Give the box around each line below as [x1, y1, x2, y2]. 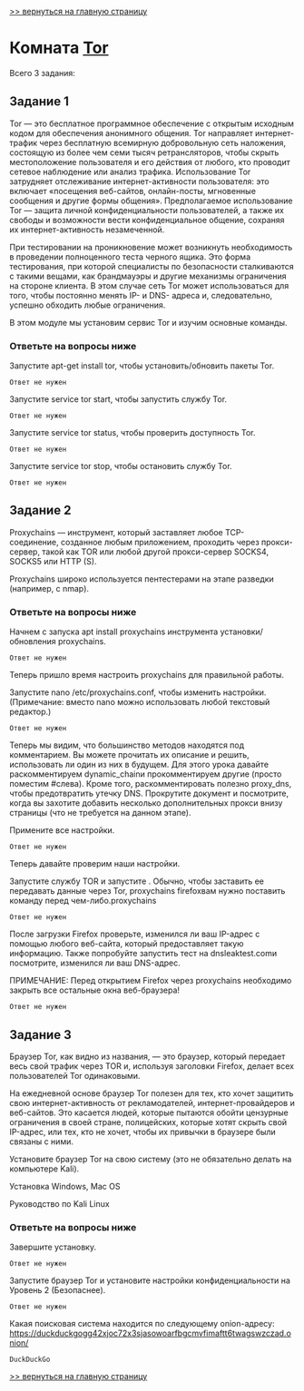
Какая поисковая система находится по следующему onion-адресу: [9, 1318, 275, 1329]
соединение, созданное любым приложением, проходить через [9, 536, 260, 547]
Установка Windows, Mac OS [9, 1180, 121, 1191]
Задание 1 [9, 93, 70, 110]
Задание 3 [9, 1027, 72, 1043]
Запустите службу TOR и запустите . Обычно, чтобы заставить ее [9, 876, 265, 887]
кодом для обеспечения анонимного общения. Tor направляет [9, 127, 254, 138]
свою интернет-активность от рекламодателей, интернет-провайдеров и [9, 1097, 295, 1108]
